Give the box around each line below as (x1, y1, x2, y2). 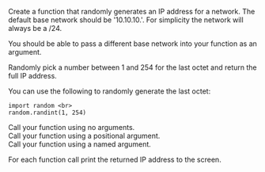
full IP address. (8, 71, 57, 80)
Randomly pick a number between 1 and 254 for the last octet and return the (8, 63, 257, 72)
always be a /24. (8, 24, 62, 32)
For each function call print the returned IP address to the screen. (8, 155, 221, 164)
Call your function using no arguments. (8, 123, 135, 132)
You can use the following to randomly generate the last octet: (8, 86, 211, 96)
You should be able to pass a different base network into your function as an (8, 39, 257, 48)
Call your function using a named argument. (8, 140, 152, 149)
